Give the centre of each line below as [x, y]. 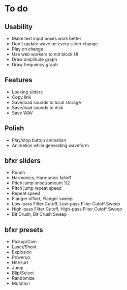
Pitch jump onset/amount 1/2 [41, 183]
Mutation [21, 284]
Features [18, 80]
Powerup [21, 257]
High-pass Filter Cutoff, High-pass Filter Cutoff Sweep [67, 209]
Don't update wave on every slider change [55, 44]
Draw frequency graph [35, 65]
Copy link [21, 97]
